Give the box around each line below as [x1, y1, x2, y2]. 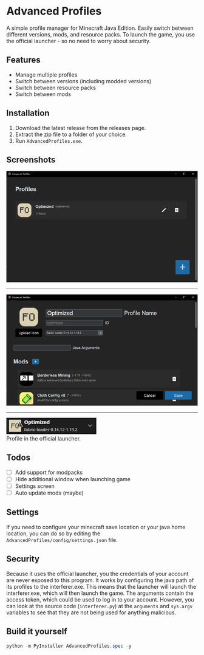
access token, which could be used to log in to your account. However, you [6, 595, 194, 603]
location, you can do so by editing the [6, 530, 101, 537]
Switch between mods [15, 90, 72, 98]
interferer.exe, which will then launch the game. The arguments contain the [6, 589, 194, 597]
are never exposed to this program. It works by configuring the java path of [6, 576, 194, 584]
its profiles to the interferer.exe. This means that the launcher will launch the [6, 583, 197, 590]
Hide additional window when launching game [15, 475, 131, 482]
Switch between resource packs [15, 84, 96, 91]
